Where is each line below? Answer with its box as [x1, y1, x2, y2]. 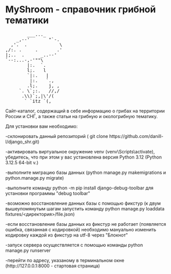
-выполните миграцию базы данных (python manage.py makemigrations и [5, 169, 166, 175]
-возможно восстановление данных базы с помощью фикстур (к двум [5, 200, 161, 206]
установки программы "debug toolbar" [5, 190, 90, 196]
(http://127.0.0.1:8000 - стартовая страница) [5, 263, 100, 269]
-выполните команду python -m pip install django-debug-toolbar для [5, 185, 154, 191]
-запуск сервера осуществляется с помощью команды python [5, 242, 143, 248]
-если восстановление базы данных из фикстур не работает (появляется [5, 221, 166, 227]
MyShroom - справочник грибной [5, 4, 156, 15]
